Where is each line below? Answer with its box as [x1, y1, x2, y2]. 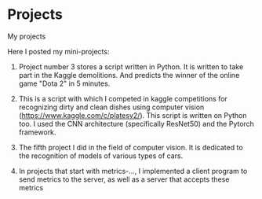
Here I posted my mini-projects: [7, 46, 110, 56]
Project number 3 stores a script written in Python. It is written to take [18, 61, 244, 72]
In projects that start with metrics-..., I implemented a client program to [18, 166, 248, 175]
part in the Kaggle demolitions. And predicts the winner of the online [18, 70, 240, 79]
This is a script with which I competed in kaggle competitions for [18, 94, 228, 103]
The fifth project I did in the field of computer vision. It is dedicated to [18, 142, 244, 152]
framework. [18, 127, 56, 137]
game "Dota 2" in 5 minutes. [18, 79, 111, 88]
